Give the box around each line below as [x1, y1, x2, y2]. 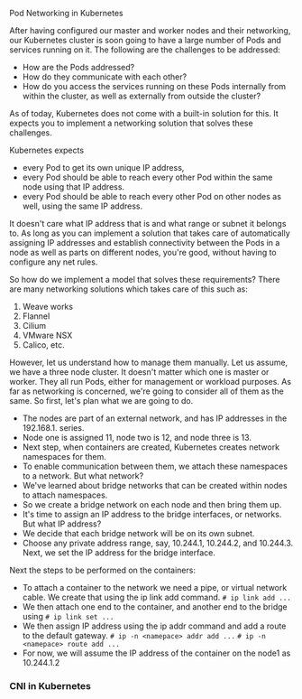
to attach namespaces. [22, 489, 108, 500]
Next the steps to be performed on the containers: [9, 564, 197, 575]
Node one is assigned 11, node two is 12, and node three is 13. [22, 433, 252, 443]
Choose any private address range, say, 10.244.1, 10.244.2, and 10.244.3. [22, 537, 294, 548]
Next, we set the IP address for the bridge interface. [22, 547, 216, 558]
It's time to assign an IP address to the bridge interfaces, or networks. [22, 509, 282, 519]
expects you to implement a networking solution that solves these [9, 117, 254, 128]
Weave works [22, 302, 74, 312]
